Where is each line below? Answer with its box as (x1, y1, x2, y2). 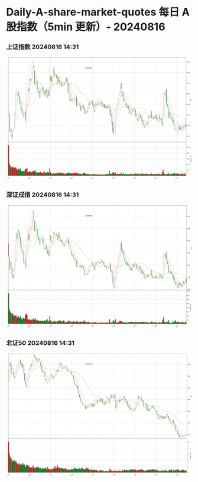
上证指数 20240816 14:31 (6, 43, 79, 51)
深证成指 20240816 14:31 (6, 190, 79, 199)
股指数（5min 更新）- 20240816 (6, 20, 165, 34)
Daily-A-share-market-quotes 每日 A (6, 5, 190, 19)
